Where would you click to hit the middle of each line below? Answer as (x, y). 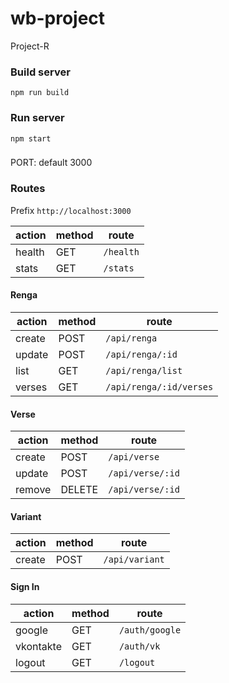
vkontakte (39, 646)
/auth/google (150, 630)
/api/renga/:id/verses (159, 386)
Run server (37, 118)
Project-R (30, 46)
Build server (40, 72)
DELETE (79, 490)
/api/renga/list (144, 370)
